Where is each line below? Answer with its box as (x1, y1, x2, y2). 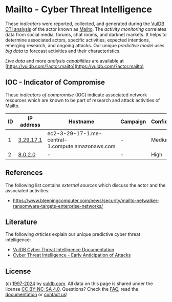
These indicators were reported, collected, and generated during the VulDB (5, 21, 165, 27)
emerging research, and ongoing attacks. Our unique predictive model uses (5, 42, 165, 48)
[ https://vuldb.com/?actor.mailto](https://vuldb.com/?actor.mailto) (5, 63, 144, 69)
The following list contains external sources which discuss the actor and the (5, 182, 166, 188)
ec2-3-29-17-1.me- (47, 130, 102, 137)
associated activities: (5, 187, 50, 193)
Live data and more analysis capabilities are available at (5, 57, 124, 64)
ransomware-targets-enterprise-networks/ (12, 203, 103, 209)
